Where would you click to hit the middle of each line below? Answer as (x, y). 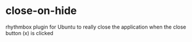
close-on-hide (41, 11)
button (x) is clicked (29, 33)
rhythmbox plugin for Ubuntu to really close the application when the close (96, 27)
